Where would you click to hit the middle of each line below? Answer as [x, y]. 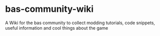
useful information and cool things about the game [57, 28]
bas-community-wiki [50, 9]
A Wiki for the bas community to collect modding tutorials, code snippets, [80, 23]
